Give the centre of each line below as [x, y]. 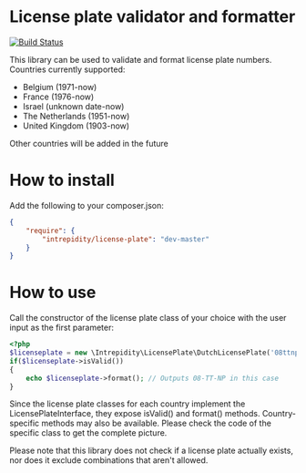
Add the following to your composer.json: [87, 205]
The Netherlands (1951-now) [76, 116]
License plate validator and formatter [153, 17]
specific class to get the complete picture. [88, 433]
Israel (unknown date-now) [73, 106]
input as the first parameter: [61, 328]
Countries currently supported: [67, 69]
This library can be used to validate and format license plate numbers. [141, 59]
